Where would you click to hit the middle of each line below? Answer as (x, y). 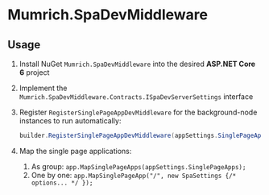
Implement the (43, 88)
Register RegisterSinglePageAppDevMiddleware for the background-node (138, 112)
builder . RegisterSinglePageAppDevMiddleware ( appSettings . (118, 135)
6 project (34, 73)
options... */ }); (62, 183)
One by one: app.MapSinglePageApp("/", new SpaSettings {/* (134, 175)
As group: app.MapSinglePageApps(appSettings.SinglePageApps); (139, 166)
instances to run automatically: (70, 121)
